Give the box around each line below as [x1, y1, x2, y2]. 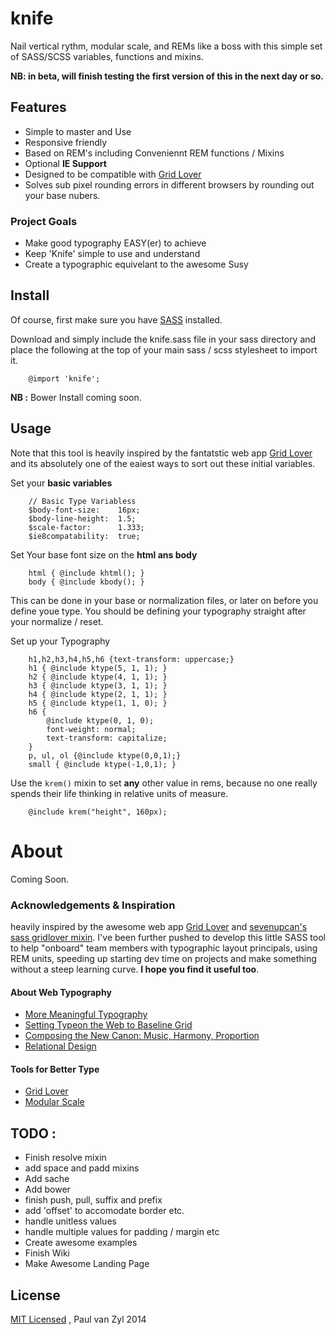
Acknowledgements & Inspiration [10, 898, 176, 912]
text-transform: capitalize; [46, 733, 168, 743]
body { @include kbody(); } [28, 577, 145, 587]
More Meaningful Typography [24, 1008, 148, 1021]
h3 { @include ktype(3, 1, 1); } [28, 680, 168, 691]
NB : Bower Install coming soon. [10, 391, 142, 403]
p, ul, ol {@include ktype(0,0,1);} [28, 750, 182, 761]
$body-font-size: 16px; [28, 505, 141, 515]
